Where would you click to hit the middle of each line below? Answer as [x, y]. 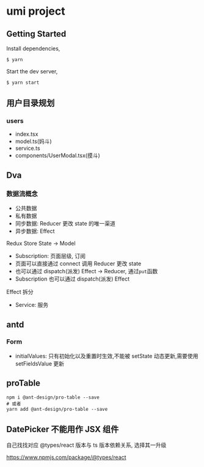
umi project [36, 11]
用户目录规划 [31, 103]
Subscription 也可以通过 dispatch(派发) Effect [72, 279]
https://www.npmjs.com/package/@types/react [66, 457]
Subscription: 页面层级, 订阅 [50, 256]
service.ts [28, 149]
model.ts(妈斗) [33, 141]
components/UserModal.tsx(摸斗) [58, 156]
